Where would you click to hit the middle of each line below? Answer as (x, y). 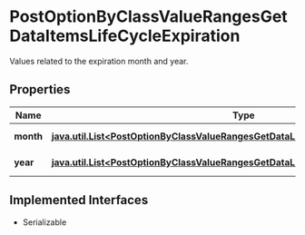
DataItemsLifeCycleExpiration (125, 36)
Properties (40, 89)
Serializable (44, 222)
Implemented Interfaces (79, 200)
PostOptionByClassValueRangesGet (148, 17)
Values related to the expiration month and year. (99, 61)
